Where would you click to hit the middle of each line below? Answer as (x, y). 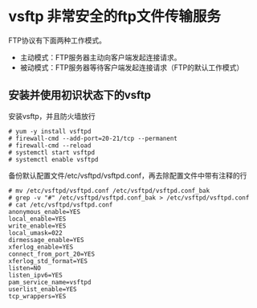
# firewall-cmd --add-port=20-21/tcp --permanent (93, 138)
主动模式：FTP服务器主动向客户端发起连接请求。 (101, 57)
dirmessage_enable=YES (46, 240)
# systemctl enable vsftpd (53, 159)
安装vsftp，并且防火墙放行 (52, 116)
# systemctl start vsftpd (51, 152)
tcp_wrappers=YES (37, 296)
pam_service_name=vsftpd (50, 282)
